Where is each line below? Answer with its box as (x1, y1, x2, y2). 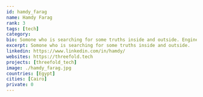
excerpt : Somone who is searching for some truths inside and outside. (6, 43, 190, 49)
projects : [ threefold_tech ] (6, 59, 77, 65)
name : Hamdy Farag (6, 14, 53, 20)
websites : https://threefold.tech (6, 54, 94, 60)
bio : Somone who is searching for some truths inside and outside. (6, 37, 180, 43)
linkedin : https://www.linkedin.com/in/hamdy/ (6, 48, 126, 54)
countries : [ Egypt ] (6, 70, 56, 77)
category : (6, 31, 31, 37)
